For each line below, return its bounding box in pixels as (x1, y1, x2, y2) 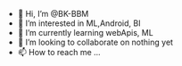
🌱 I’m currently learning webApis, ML (17, 28, 153, 37)
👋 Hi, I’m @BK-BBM (17, 9, 89, 19)
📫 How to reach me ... (17, 47, 101, 57)
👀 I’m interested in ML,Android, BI (17, 18, 141, 29)
